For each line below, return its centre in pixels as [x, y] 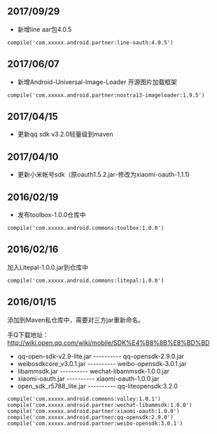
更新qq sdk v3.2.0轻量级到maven [65, 134]
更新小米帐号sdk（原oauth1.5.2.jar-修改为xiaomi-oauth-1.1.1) [104, 175]
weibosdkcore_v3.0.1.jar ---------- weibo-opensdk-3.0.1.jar [102, 363]
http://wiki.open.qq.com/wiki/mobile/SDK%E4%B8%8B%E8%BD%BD [108, 342]
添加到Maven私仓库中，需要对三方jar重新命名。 [76, 320]
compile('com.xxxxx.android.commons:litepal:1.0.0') [86, 280]
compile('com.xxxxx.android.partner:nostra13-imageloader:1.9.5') [106, 95]
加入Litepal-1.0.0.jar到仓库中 [48, 267]
